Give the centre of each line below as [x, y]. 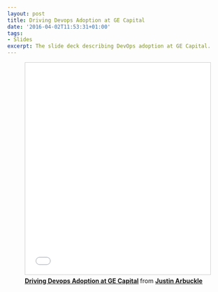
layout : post [26, 14]
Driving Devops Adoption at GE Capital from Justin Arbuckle [114, 281]
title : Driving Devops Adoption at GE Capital [76, 20]
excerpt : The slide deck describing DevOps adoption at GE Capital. [109, 46]
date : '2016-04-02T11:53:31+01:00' [59, 27]
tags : [15, 33]
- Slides [20, 40]
